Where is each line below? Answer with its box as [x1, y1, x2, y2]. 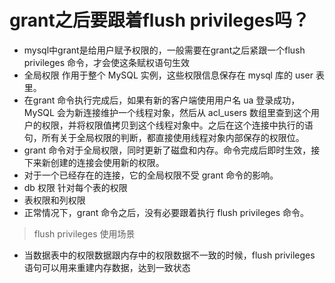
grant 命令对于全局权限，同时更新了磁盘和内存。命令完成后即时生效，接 [23, 144, 321, 156]
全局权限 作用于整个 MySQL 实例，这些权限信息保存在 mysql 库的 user [23, 69, 314, 81]
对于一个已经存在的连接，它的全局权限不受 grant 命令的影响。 [23, 169, 279, 181]
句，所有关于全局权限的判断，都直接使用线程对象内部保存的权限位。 [23, 131, 305, 143]
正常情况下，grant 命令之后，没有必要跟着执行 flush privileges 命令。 [23, 206, 309, 218]
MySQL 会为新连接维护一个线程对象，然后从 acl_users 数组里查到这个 [23, 106, 311, 118]
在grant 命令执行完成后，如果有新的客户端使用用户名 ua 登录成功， [23, 94, 301, 106]
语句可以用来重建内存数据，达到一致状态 [23, 261, 191, 273]
